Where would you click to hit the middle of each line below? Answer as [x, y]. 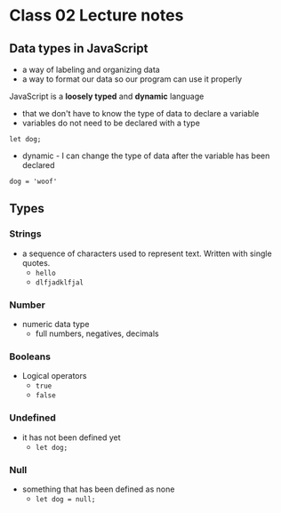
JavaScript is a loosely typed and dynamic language [107, 96]
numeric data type [56, 324]
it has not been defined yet [72, 437]
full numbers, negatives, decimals [97, 333]
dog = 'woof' [33, 181]
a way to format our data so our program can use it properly [132, 79]
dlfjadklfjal [60, 282]
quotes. [36, 262]
